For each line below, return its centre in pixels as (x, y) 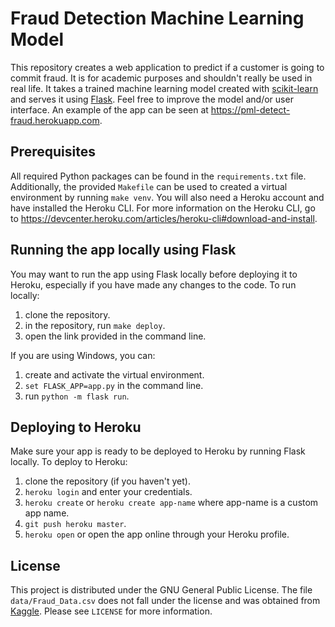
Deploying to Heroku (76, 427)
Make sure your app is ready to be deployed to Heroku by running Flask (158, 451)
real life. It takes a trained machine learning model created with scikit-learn (164, 88)
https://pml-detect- (250, 109)
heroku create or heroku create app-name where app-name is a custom (171, 503)
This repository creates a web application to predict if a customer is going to (167, 67)
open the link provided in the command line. (115, 336)
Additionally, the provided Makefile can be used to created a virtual (149, 186)
